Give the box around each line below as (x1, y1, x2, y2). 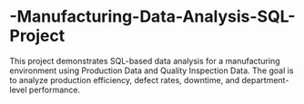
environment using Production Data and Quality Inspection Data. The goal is (9, 65, 294, 76)
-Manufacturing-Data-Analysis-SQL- (9, 6, 296, 27)
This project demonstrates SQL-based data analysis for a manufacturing (9, 55, 280, 66)
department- (241, 74, 289, 85)
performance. (28, 84, 80, 95)
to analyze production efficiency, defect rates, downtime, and (9, 74, 240, 85)
